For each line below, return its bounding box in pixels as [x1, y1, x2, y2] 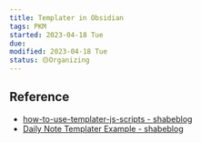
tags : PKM [9, 22, 47, 31]
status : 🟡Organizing [9, 56, 90, 65]
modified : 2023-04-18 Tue [9, 47, 107, 56]
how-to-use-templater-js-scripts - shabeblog [22, 113, 193, 124]
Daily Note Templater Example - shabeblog [22, 123, 184, 134]
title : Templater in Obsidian [9, 13, 125, 23]
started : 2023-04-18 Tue [9, 30, 104, 39]
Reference [9, 89, 70, 105]
